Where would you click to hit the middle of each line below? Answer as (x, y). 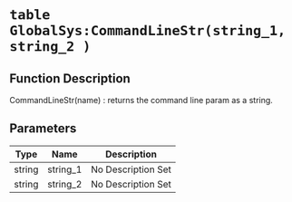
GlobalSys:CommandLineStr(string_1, (148, 31)
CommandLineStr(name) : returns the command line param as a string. (141, 100)
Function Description (70, 78)
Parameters (43, 129)
